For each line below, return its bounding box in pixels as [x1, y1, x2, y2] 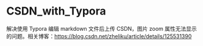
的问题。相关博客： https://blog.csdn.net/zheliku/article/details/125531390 [6, 32, 192, 40]
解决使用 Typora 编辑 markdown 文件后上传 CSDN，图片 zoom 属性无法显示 [6, 25, 197, 32]
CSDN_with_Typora [6, 4, 107, 18]
